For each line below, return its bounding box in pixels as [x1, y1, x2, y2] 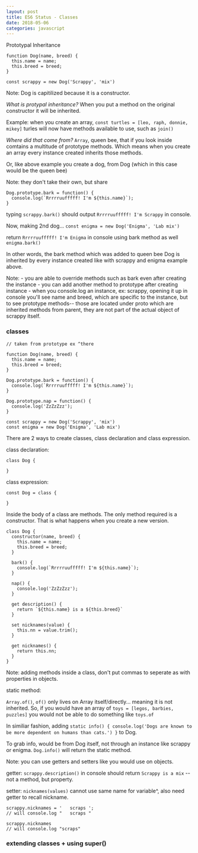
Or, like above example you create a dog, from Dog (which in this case [6, 161, 178, 168]
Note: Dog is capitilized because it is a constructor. [6, 90, 130, 97]
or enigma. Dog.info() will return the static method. [6, 746, 132, 753]
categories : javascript [6, 25, 65, 31]
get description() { [11, 601, 62, 607]
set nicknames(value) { [11, 622, 70, 628]
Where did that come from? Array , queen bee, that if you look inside [6, 137, 173, 144]
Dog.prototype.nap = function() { [6, 398, 92, 404]
